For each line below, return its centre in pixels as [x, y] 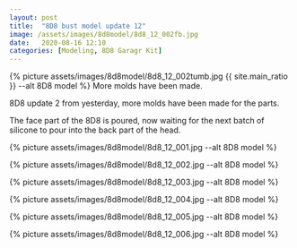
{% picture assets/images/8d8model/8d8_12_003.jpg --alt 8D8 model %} [144, 182]
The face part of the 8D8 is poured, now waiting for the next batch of [137, 121]
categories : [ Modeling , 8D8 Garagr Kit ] [86, 51]
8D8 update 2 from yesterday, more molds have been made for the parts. [144, 103]
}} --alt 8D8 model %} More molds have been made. [106, 86]
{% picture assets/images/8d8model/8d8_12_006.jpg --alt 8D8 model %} [144, 235]
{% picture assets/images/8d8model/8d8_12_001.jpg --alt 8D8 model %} [143, 148]
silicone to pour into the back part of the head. [95, 130]
